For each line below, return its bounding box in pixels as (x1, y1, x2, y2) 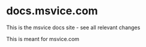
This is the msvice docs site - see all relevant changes (6, 24, 141, 31)
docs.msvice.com (6, 4, 98, 18)
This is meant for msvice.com (6, 35, 80, 42)
